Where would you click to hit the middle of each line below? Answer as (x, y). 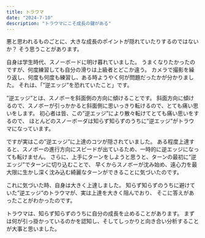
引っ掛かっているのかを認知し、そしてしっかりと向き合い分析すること (110, 221)
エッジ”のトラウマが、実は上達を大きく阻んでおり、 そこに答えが (107, 193)
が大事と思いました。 (33, 229)
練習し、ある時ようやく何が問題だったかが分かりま (124, 78)
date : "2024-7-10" (30, 18)
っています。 (38, 128)
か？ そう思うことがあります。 (44, 49)
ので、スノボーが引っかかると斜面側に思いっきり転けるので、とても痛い (102, 106)
